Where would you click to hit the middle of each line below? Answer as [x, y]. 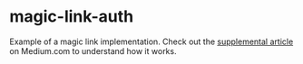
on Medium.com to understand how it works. [93, 50]
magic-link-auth [72, 17]
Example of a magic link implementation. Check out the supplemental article [151, 41]
